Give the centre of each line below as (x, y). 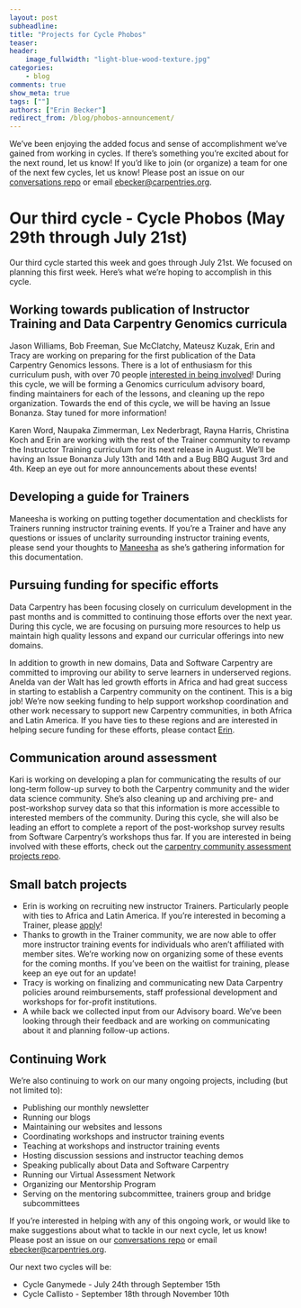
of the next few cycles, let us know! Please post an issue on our (127, 173)
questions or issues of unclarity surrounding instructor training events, (140, 538)
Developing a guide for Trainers (99, 497)
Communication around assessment (113, 758)
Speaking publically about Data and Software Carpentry (125, 1165)
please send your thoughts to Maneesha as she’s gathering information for (147, 547)
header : (24, 51)
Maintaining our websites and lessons (92, 1126)
